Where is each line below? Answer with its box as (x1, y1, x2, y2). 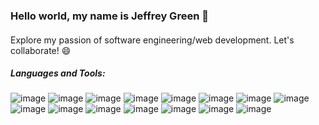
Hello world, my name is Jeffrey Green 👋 (10, 9, 209, 23)
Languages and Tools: (10, 67, 106, 79)
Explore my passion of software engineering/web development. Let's (10, 34, 295, 46)
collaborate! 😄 (10, 44, 72, 56)
